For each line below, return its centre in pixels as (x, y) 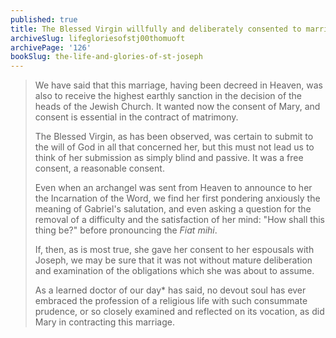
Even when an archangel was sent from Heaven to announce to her (173, 188)
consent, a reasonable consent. (99, 168)
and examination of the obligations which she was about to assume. (174, 271)
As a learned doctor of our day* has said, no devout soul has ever (170, 290)
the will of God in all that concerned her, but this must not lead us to (174, 147)
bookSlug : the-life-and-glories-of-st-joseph (106, 57)
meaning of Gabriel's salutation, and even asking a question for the (173, 209)
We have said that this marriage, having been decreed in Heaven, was (178, 85)
